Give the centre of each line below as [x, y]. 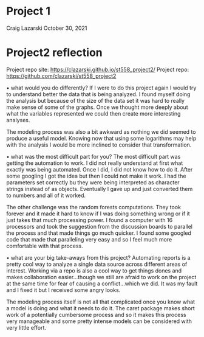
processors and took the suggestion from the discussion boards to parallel [100, 226]
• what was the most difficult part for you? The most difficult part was [93, 156]
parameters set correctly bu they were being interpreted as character [93, 182]
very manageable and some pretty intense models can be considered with [99, 321]
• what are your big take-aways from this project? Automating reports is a [98, 257]
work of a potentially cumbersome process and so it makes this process [96, 314]
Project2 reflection [55, 53]
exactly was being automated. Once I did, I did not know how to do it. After [100, 169]
